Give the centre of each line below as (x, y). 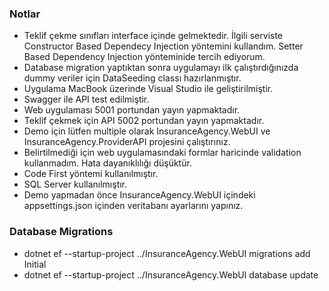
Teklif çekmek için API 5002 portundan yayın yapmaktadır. (144, 121)
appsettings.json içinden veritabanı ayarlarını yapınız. (133, 206)
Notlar (25, 14)
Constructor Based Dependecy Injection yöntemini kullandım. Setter (163, 46)
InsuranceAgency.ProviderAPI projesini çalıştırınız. (127, 142)
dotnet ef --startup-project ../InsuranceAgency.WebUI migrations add (167, 253)
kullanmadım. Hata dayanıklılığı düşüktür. (107, 163)
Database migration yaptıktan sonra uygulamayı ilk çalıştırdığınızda (161, 68)
